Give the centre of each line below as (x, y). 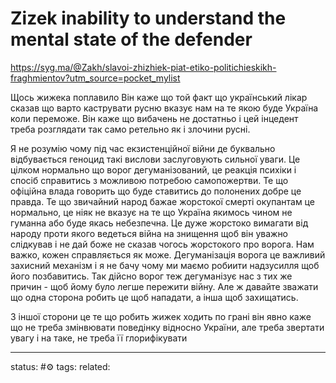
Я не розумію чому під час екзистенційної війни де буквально (143, 148)
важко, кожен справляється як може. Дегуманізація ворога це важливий (168, 254)
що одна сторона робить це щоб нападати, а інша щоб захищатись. (154, 297)
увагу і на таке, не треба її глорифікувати (99, 338)
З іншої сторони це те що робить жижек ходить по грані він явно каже (161, 316)
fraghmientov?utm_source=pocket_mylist (95, 78)
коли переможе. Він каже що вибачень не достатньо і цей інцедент (154, 118)
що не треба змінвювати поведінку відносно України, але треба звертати (167, 327)
